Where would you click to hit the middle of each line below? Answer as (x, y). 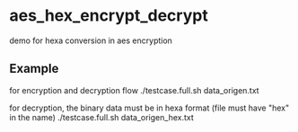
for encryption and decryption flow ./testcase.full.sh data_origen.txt (134, 90)
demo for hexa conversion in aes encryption (91, 40)
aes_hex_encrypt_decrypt (109, 16)
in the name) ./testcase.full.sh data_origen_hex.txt (102, 117)
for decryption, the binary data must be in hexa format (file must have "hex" (149, 108)
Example (34, 69)
